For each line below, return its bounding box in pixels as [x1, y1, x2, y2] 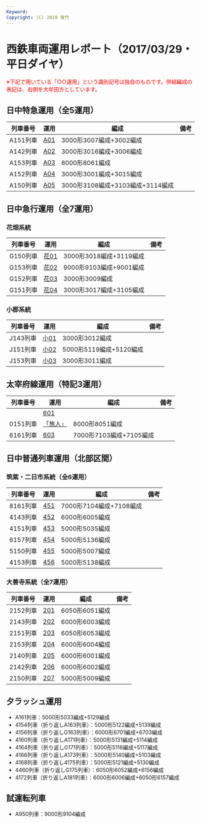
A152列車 [9, 170, 38, 178]
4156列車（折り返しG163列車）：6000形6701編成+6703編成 [14, 728, 162, 736]
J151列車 [9, 346, 37, 354]
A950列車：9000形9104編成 [14, 810, 86, 818]
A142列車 [9, 148, 38, 156]
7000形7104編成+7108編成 [61, 502, 143, 510]
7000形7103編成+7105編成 [73, 431, 155, 439]
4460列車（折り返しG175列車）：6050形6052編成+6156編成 [14, 766, 164, 774]
